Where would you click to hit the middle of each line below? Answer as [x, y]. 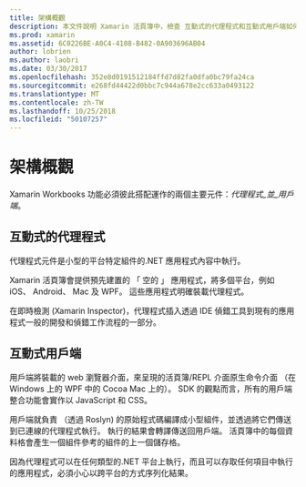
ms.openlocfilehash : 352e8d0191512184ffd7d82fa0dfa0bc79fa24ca [132, 77]
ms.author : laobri [44, 60]
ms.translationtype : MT [55, 94]
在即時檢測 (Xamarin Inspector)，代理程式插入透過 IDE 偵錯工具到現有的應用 [152, 310]
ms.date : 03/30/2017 [49, 69]
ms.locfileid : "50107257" [58, 119]
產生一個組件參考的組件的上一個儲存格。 [109, 441]
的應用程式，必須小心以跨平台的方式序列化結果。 [101, 472]
